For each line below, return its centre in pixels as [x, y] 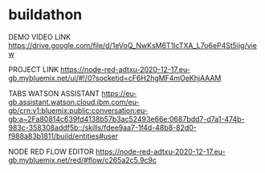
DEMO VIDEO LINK [40, 37]
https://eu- [119, 93]
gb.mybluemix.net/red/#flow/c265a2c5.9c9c [83, 160]
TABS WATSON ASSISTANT [54, 93]
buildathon [45, 15]
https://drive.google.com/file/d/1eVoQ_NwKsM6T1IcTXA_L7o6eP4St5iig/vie [132, 45]
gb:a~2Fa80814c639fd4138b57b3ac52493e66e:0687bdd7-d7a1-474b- [126, 119]
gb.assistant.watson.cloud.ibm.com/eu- [74, 102]
